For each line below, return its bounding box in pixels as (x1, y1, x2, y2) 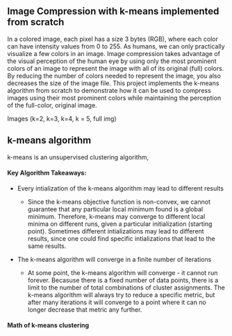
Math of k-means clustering (7, 321, 89, 330)
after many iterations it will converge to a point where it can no (27, 298, 207, 306)
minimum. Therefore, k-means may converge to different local (27, 212, 206, 220)
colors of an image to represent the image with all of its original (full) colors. (7, 64, 224, 72)
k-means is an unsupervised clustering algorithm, (7, 152, 149, 161)
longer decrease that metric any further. (27, 305, 142, 314)
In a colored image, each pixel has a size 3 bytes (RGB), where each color (7, 35, 219, 43)
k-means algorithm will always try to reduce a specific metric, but (27, 290, 215, 299)
